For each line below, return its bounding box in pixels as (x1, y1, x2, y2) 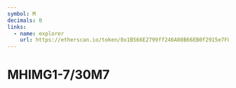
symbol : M (7, 10, 37, 18)
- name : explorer (13, 30, 65, 37)
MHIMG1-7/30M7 (7, 67, 110, 83)
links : (7, 23, 27, 30)
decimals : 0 (7, 17, 42, 24)
